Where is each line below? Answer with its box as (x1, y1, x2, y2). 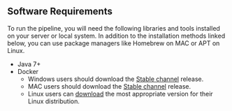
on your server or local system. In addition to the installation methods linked (7, 31, 226, 40)
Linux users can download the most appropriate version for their (27, 89, 213, 98)
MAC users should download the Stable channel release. (27, 82, 191, 90)
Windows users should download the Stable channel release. (27, 75, 204, 83)
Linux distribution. (27, 97, 80, 105)
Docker (17, 67, 39, 75)
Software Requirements (7, 6, 113, 17)
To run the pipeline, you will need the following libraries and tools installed (7, 24, 220, 32)
